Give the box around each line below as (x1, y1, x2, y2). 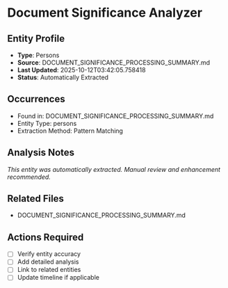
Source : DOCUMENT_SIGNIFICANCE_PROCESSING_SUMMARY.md (17, 58, 211, 67)
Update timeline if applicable (17, 273, 99, 282)
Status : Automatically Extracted (17, 73, 109, 81)
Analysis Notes (7, 147, 75, 159)
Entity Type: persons (17, 119, 77, 127)
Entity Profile (7, 33, 65, 45)
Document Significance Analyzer (7, 5, 203, 21)
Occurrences (7, 93, 65, 105)
